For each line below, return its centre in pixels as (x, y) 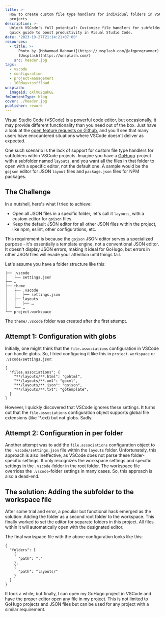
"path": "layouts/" (38, 572)
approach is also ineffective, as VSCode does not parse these (68, 455)
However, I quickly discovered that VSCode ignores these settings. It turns (80, 407)
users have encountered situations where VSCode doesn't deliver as (74, 136)
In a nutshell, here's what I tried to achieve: (49, 204)
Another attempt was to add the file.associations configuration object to (80, 445)
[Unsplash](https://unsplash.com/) (55, 55)
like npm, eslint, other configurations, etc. (54, 229)
